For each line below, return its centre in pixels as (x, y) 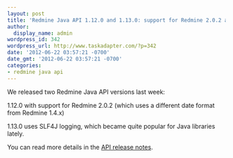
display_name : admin (43, 33)
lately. (16, 134)
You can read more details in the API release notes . (80, 147)
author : (18, 26)
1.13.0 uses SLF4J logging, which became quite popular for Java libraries (111, 126)
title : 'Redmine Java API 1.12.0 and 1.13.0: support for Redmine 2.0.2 (114, 20)
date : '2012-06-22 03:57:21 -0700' (59, 53)
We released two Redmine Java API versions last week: (86, 92)
